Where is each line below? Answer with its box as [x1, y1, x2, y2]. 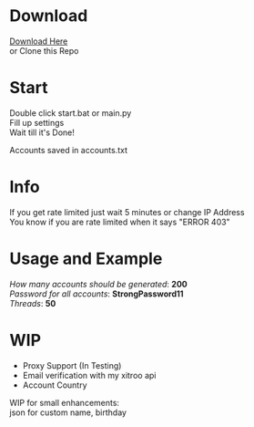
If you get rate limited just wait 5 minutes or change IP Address [9, 206, 245, 217]
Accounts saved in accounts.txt [9, 144, 128, 155]
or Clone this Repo [9, 45, 79, 56]
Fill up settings [9, 117, 65, 128]
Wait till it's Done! [9, 127, 75, 138]
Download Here [9, 36, 68, 47]
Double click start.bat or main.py [9, 107, 132, 119]
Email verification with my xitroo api [22, 370, 157, 380]
